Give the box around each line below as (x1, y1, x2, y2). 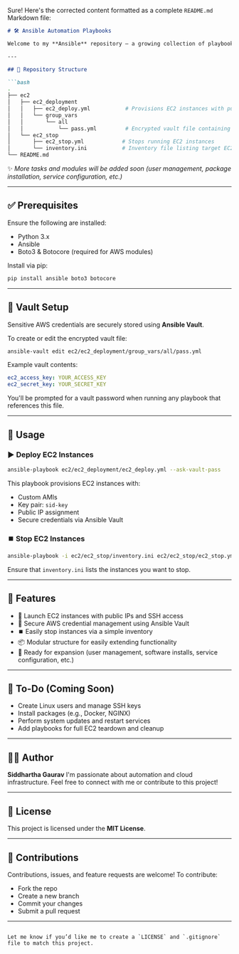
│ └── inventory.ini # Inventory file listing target (7, 145, 221, 152)
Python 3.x (17, 232, 50, 240)
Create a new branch (17, 891, 80, 900)
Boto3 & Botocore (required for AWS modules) (17, 247, 154, 255)
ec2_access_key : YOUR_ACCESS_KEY (7, 374, 107, 381)
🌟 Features (7, 593, 56, 605)
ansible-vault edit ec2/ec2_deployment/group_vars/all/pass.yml (7, 348, 202, 355)
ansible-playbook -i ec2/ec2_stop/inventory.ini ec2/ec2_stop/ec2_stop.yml (7, 552, 237, 559)
